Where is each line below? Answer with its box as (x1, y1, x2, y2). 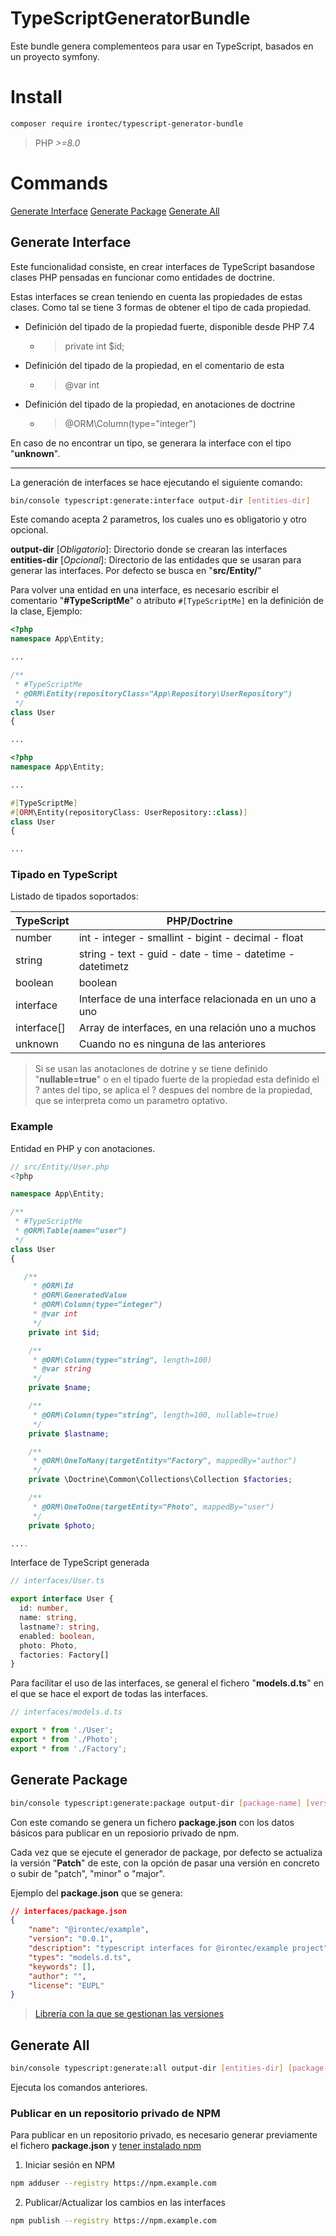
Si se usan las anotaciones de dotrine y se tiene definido (34, 1063, 268, 1075)
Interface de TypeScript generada (10, 1557, 150, 1569)
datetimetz (78, 960, 130, 974)
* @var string (32, 1364, 92, 1374)
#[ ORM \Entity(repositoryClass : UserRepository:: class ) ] (10, 807, 248, 817)
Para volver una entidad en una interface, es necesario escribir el (10, 584, 279, 596)
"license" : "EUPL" (28, 1980, 105, 1991)
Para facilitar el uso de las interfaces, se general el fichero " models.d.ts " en (10, 1677, 325, 1689)
